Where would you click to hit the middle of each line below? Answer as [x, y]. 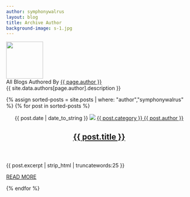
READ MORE [21, 177]
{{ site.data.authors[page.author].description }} [63, 88]
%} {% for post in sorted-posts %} [48, 106]
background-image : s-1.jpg [39, 28]
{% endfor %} [23, 188]
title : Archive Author [34, 22]
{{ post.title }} [99, 137]
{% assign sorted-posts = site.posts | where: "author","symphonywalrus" [95, 100]
